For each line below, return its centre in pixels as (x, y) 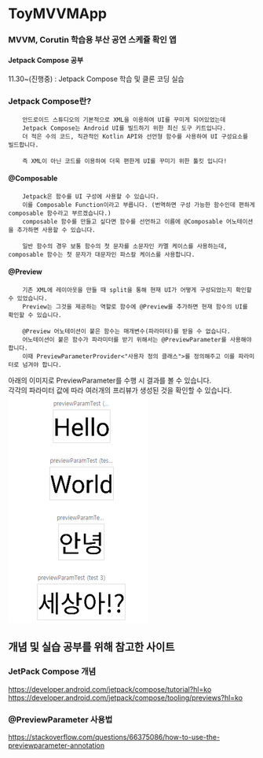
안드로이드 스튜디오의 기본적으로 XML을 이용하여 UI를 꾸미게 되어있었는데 (124, 120)
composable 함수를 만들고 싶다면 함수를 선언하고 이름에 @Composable (122, 221)
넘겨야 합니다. (42, 365)
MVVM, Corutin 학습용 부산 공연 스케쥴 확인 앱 (92, 40)
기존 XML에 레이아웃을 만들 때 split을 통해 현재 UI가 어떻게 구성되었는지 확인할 (137, 290)
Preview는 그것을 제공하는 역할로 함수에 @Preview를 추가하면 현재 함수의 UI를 (135, 307)
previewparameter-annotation (56, 745)
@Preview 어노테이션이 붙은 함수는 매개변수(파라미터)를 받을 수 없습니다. (126, 331)
